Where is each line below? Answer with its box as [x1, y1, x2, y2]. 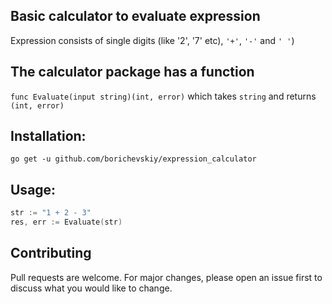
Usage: [10, 181, 57, 198]
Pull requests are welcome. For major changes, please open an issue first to [10, 271, 323, 283]
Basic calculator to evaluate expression [10, 8, 261, 25]
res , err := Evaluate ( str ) [10, 217, 123, 228]
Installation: [10, 128, 87, 145]
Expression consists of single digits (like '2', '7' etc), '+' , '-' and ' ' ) [10, 34, 295, 46]
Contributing [10, 245, 92, 262]
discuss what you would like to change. [10, 282, 173, 294]
